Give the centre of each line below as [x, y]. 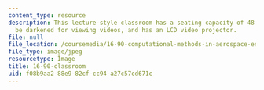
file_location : [33, 45]
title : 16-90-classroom [47, 67]
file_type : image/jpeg [45, 52]
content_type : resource [47, 15]
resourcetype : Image [42, 59]
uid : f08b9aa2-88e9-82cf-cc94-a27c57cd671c [81, 74]
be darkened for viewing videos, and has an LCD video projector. [126, 30]
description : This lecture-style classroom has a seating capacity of [126, 23]
